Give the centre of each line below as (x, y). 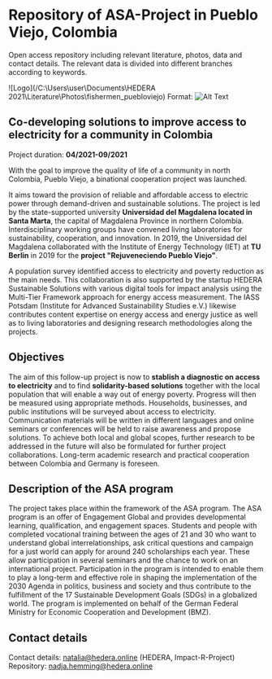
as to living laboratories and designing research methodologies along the (130, 322)
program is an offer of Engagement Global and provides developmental (127, 517)
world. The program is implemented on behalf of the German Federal (123, 603)
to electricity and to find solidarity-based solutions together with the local (134, 385)
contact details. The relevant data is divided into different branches (121, 64)
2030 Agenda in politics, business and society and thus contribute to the (130, 586)
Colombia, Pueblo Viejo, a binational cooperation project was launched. (128, 179)
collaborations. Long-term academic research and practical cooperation (129, 454)
